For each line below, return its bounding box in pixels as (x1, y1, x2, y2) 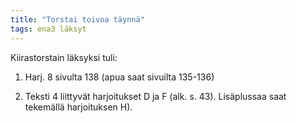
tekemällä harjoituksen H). (24, 101, 133, 113)
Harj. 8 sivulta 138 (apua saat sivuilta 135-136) (24, 71, 215, 83)
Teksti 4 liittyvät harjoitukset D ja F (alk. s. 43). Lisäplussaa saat (24, 90, 287, 102)
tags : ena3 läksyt (10, 24, 87, 34)
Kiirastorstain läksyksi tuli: (10, 51, 118, 63)
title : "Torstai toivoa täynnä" (10, 14, 145, 25)
